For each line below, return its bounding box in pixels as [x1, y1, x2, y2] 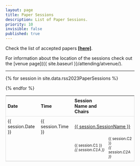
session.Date [8, 124, 35, 129]
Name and [74, 103, 97, 109]
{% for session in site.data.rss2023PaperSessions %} [5, 75, 119, 81]
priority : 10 [5, 21, 33, 27]
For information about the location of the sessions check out [5, 55, 132, 61]
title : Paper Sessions [5, 12, 54, 17]
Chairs [74, 108, 89, 114]
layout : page [5, 7, 33, 13]
